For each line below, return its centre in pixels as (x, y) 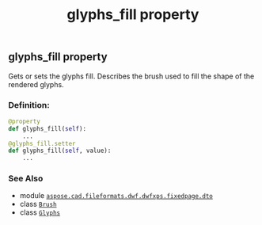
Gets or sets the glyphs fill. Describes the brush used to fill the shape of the (131, 76)
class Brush (38, 204)
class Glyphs (40, 212)
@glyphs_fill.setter (42, 143)
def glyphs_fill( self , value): (60, 151)
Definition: (29, 105)
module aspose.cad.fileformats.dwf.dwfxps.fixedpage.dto (116, 196)
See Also (26, 178)
